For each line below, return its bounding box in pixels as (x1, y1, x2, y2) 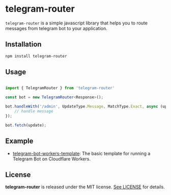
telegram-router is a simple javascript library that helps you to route (5, 20, 148, 26)
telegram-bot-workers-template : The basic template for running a (12, 150, 151, 156)
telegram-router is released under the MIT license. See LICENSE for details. (5, 184, 165, 190)
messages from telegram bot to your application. (5, 25, 108, 31)
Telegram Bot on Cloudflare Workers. (12, 156, 91, 162)
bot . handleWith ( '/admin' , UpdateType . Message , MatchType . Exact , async (5, 104, 158, 109)
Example (5, 137, 34, 146)
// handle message (14, 109, 53, 114)
